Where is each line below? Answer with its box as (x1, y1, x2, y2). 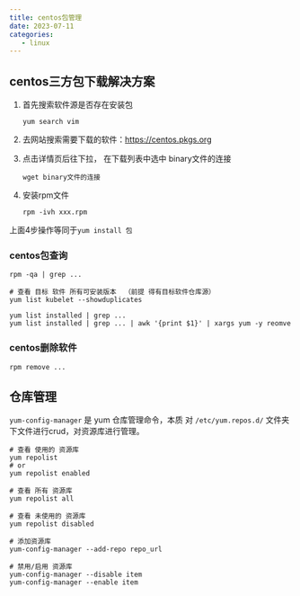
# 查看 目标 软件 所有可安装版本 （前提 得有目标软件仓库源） (9, 288, 216, 297)
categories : (9, 30, 54, 39)
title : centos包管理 (9, 13, 83, 22)
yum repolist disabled (9, 520, 94, 529)
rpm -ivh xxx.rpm (22, 208, 88, 217)
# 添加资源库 (9, 537, 51, 547)
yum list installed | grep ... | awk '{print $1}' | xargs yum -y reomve (9, 319, 292, 328)
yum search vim (22, 118, 80, 127)
